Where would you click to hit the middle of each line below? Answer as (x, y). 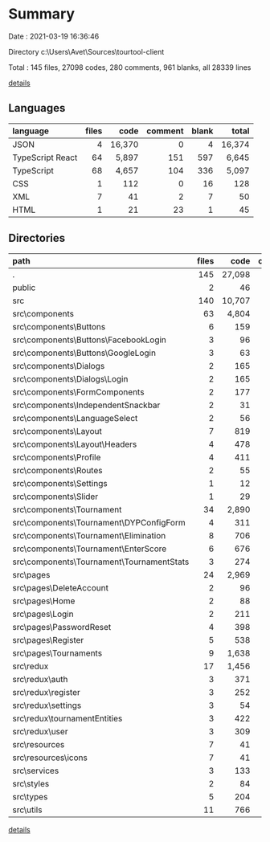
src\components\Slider (55, 497)
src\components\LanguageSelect (75, 418)
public (24, 288)
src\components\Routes (57, 470)
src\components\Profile (57, 457)
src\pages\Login (43, 614)
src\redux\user (40, 731)
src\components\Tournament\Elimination (89, 535)
